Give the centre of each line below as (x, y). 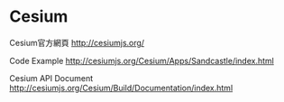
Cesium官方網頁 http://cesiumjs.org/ (77, 42)
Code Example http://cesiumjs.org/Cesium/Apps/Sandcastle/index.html (142, 60)
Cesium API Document (51, 78)
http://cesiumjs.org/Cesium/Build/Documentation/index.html (121, 88)
